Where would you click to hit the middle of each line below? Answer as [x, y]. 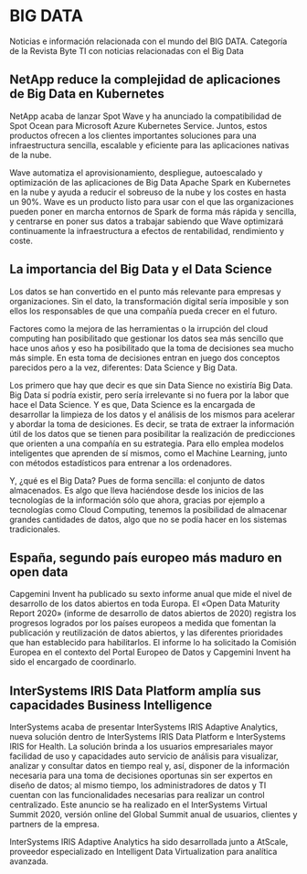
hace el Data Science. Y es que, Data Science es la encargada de [132, 404]
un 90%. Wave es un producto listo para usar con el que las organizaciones [152, 201]
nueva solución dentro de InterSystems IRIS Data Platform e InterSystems [148, 737]
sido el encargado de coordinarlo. [73, 662]
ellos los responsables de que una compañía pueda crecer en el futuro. [143, 311]
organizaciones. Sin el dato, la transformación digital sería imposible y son [149, 301]
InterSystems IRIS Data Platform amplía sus [136, 691]
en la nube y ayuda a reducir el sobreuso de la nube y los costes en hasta [148, 192]
